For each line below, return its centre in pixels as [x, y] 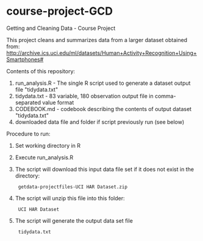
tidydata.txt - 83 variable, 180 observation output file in [84, 96]
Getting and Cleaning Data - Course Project [61, 28]
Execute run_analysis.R [44, 157]
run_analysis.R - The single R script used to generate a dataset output [103, 83]
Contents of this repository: [41, 71]
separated [28, 103]
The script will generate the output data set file [74, 220]
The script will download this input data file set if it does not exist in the [104, 169]
